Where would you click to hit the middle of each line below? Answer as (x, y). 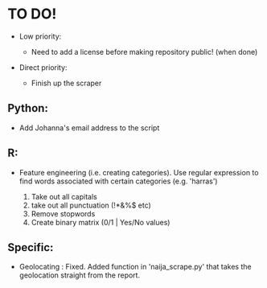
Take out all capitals (64, 196)
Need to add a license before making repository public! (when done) (144, 51)
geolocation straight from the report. (80, 275)
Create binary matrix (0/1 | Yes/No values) (101, 222)
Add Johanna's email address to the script (89, 128)
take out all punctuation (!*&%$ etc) (91, 205)
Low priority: (40, 36)
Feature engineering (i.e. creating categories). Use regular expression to (139, 172)
